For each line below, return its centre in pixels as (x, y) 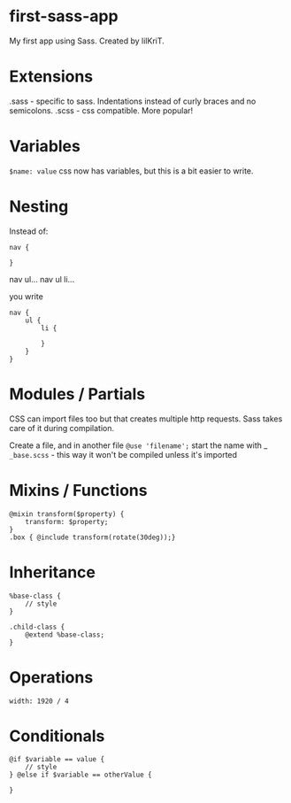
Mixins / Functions (78, 490)
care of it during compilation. (62, 428)
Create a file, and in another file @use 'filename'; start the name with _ (138, 445)
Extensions (51, 77)
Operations (51, 677)
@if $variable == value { (57, 760)
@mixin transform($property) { (67, 514)
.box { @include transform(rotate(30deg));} (92, 537)
